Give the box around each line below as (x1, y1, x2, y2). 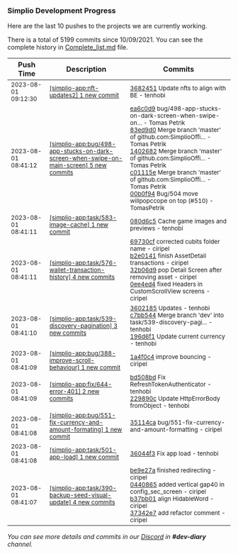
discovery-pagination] (49, 322, 113, 330)
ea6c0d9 (130, 105, 156, 113)
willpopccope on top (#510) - (130, 197, 214, 205)
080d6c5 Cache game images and (130, 217, 227, 226)
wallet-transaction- (49, 266, 105, 275)
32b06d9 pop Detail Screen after (130, 266, 222, 275)
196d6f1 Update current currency (130, 333, 225, 340)
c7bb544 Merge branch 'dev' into (130, 311, 225, 319)
